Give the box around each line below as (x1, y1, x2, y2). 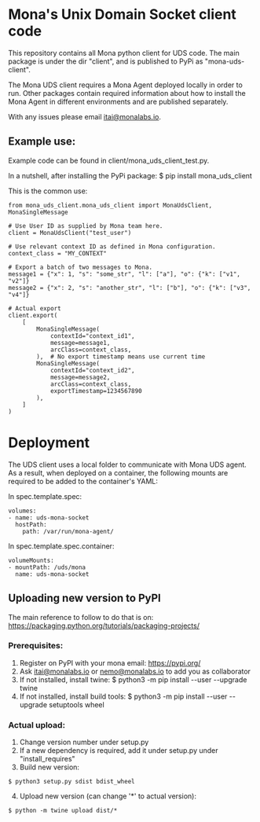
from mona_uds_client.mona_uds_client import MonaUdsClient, (8, 201, 213, 209)
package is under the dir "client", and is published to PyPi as (8, 57, 203, 66)
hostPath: (15, 520, 47, 528)
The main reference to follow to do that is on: (8, 612, 154, 622)
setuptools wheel (49, 699, 104, 709)
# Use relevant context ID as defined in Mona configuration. (8, 242, 216, 251)
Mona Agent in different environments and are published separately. (8, 97, 229, 106)
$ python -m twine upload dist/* (8, 807, 118, 815)
